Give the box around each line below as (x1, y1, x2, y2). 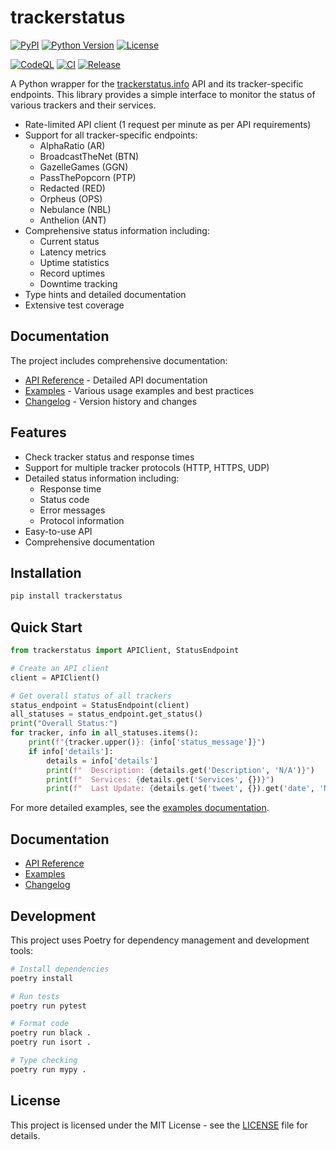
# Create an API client (10, 663, 110, 673)
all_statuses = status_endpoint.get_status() (10, 709, 203, 720)
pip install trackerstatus (10, 591, 123, 601)
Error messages (39, 504, 106, 516)
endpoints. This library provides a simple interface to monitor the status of (10, 88, 316, 100)
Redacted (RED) (39, 182, 106, 194)
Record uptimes (39, 267, 106, 279)
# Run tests (10, 991, 60, 1001)
